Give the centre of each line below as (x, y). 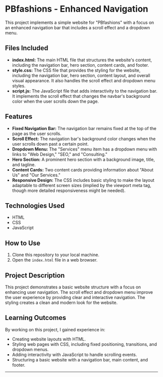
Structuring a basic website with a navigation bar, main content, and (80, 359)
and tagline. (24, 165)
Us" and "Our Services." (36, 175)
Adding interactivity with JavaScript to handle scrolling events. (74, 355)
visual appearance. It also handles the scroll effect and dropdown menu (84, 80)
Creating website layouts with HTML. (49, 339)
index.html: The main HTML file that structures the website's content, (82, 60)
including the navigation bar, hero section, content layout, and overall (81, 75)
